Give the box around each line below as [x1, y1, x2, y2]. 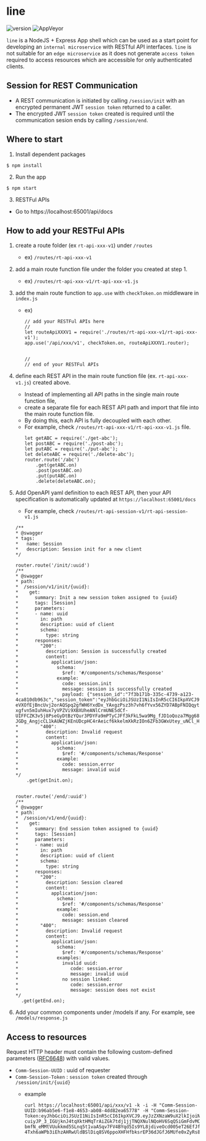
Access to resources [6, 1032, 87, 1042]
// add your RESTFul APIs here [24, 318, 105, 325]
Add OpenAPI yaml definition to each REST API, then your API [15, 489, 172, 496]
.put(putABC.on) [36, 473, 77, 479]
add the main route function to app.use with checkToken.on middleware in [15, 289, 199, 297]
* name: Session [15, 541, 63, 547]
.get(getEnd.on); [21, 998, 66, 1004]
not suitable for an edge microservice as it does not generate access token [6, 49, 195, 57]
